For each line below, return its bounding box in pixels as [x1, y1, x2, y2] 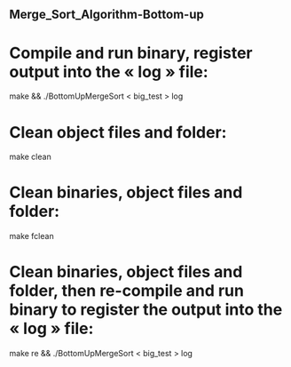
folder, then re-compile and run [9, 281, 244, 301]
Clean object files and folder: [9, 122, 227, 142]
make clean [9, 151, 51, 163]
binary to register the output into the [9, 299, 283, 320]
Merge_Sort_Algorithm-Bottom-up [9, 7, 204, 22]
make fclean [9, 231, 55, 242]
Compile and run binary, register [9, 43, 253, 63]
